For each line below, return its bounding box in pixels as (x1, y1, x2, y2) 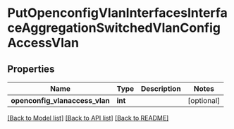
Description (140, 84, 181, 93)
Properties (7, 63, 55, 75)
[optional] (187, 96, 221, 105)
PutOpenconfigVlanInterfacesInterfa (7, 5, 228, 21)
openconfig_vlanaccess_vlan (11, 96, 111, 105)
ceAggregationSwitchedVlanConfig (7, 20, 221, 36)
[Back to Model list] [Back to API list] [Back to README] (7, 114, 169, 122)
